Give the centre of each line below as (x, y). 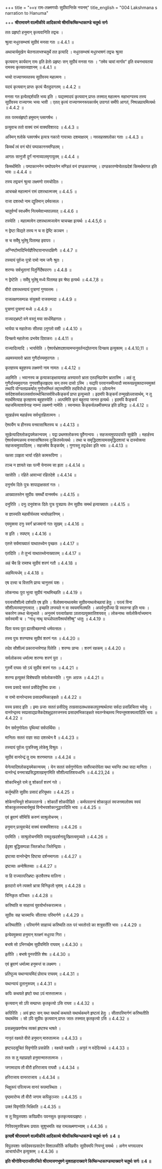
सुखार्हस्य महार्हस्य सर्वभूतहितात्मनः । (33, 415)
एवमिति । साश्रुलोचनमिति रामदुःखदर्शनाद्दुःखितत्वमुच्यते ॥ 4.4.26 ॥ (56, 837)
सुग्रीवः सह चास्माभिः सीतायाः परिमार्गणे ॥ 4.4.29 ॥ (44, 915)
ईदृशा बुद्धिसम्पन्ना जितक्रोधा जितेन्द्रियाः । (35, 847)
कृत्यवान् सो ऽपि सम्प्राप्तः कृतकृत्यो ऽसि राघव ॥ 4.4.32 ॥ (50, 1003)
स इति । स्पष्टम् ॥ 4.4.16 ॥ (28, 534)
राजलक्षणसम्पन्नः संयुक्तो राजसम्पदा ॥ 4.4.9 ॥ (41, 299)
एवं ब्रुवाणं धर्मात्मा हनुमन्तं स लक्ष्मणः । (33, 964)
